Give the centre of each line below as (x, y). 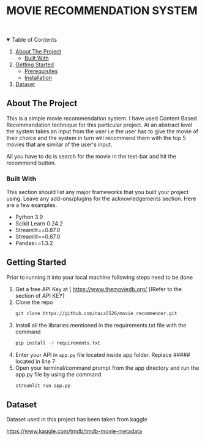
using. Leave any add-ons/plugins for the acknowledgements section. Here (101, 199)
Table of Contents (34, 39)
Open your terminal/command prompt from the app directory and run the (107, 368)
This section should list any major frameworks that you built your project (97, 192)
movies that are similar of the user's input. (59, 144)
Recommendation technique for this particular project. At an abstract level (99, 125)
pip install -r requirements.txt (58, 343)
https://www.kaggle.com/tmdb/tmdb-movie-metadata (74, 431)
